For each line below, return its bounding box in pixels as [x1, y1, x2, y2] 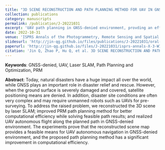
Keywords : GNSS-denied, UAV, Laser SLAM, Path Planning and [5, 62, 134, 68]
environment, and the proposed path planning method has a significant [5, 134, 149, 140]
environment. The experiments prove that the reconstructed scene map [5, 123, 150, 129]
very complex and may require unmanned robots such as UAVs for [5, 97, 139, 103]
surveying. [5, 103, 27, 109]
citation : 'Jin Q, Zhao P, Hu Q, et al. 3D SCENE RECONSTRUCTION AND [5, 48, 151, 53]
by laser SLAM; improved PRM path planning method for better [5, 108, 133, 114]
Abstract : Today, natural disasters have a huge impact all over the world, [5, 77, 153, 83]
